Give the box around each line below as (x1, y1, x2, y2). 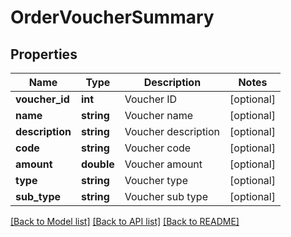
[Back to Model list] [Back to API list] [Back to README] (10, 216, 240, 227)
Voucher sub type (124, 190, 208, 203)
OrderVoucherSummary (10, 6, 215, 29)
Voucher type (124, 174, 188, 187)
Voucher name (124, 109, 194, 122)
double (80, 157, 115, 171)
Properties (10, 46, 78, 63)
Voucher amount (124, 157, 203, 171)
